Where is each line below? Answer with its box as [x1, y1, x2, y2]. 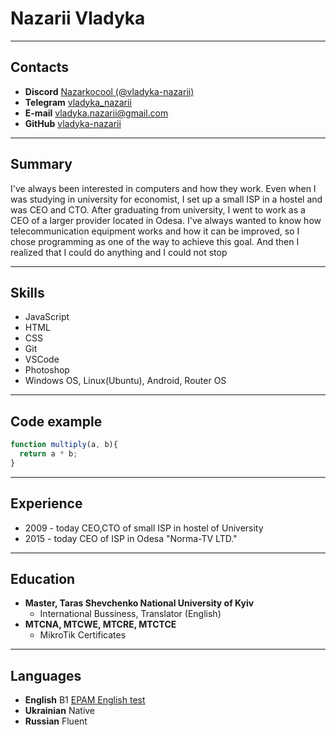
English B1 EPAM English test [24, 694, 146, 706]
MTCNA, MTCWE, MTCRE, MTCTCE [24, 618, 177, 631]
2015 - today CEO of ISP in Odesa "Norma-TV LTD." [24, 532, 238, 544]
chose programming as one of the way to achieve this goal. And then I [10, 235, 300, 247]
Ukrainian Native [24, 705, 96, 717]
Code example [10, 413, 103, 430]
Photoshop [24, 364, 70, 376]
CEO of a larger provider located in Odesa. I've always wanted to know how [10, 214, 322, 226]
